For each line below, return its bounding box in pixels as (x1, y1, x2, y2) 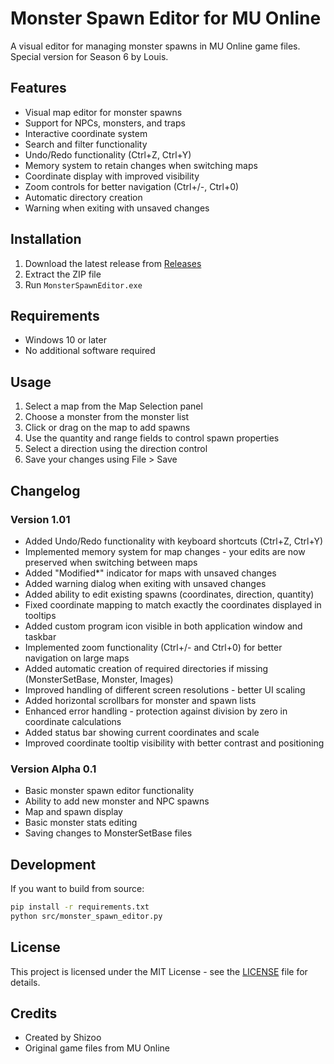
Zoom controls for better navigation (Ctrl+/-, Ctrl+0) (24, 180, 240, 192)
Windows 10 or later (24, 334, 107, 346)
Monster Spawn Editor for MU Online (10, 7, 322, 30)
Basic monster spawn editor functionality (24, 785, 195, 797)
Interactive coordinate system (24, 127, 148, 139)
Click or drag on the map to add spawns (24, 422, 191, 434)
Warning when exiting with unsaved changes (24, 202, 210, 214)
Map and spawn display (24, 806, 123, 818)
